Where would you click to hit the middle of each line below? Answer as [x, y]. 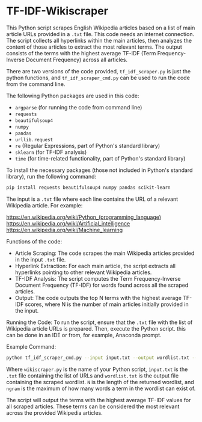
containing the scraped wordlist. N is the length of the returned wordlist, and [100, 382]
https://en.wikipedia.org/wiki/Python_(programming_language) [84, 217]
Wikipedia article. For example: [44, 205]
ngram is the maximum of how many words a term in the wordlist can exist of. [101, 388]
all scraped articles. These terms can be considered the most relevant [93, 406]
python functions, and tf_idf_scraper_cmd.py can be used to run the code [98, 78]
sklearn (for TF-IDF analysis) [51, 152]
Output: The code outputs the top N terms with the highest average [98, 298]
